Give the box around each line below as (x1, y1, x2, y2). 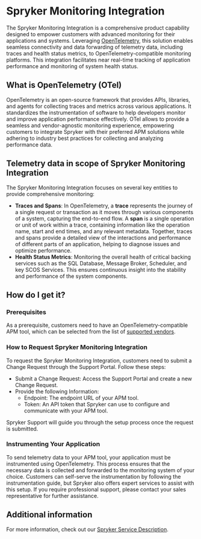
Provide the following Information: (14, 388, 99, 395)
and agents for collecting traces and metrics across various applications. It (6, 102, 191, 110)
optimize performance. (14, 247, 72, 254)
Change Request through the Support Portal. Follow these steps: (6, 363, 166, 370)
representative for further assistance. (6, 492, 99, 499)
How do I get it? (6, 289, 66, 300)
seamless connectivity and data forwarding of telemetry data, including (6, 43, 184, 51)
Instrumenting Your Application (6, 440, 100, 449)
